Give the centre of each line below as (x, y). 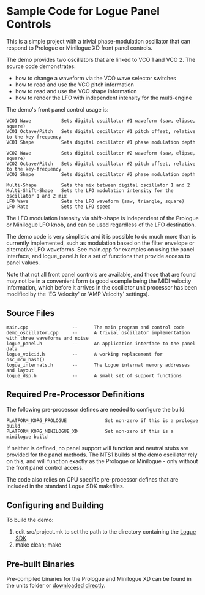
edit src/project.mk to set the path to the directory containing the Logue (106, 532)
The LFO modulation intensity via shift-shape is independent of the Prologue (102, 218)
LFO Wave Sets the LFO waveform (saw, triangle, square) (95, 201)
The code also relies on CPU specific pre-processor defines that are (92, 479)
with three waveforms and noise (47, 338)
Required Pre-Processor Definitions (76, 395)
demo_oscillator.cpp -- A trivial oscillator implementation (98, 332)
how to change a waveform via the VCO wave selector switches (95, 78)
